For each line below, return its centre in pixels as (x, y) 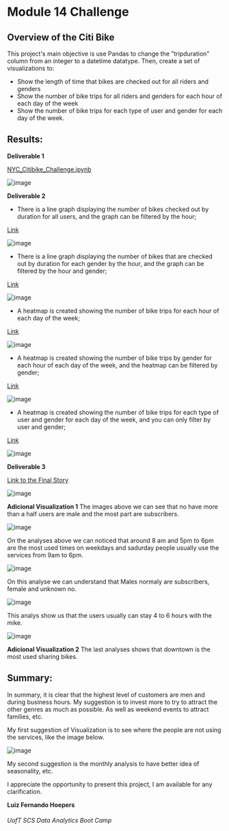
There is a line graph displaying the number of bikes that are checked (115, 256)
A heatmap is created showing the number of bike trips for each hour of (118, 311)
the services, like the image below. (56, 737)
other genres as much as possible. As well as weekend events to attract (108, 709)
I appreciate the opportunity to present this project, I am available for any (110, 784)
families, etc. (25, 716)
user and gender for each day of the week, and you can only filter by (114, 420)
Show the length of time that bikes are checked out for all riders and (113, 82)
